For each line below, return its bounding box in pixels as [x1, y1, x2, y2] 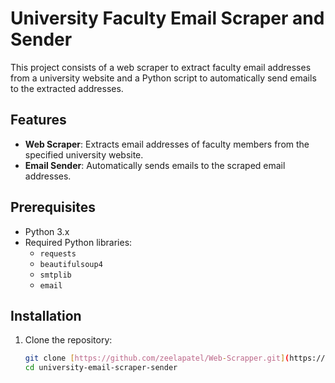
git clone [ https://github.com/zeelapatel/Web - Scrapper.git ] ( [24, 353, 290, 364]
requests [39, 248, 77, 259]
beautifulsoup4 [39, 259, 103, 269]
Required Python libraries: [24, 236, 133, 248]
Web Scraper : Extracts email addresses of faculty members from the [24, 138, 310, 150]
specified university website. [24, 148, 144, 161]
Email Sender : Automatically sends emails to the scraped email [24, 159, 286, 171]
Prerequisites [10, 199, 96, 216]
